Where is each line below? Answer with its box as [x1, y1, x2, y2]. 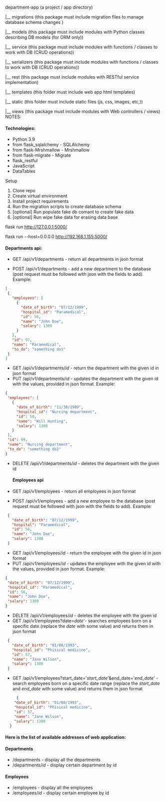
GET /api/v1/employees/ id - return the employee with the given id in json [12, 550, 161, 556]
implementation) [5, 80, 39, 85]
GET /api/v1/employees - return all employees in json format [12, 488, 136, 494]
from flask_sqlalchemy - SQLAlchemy [12, 142, 90, 148]
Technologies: [5, 125, 36, 131]
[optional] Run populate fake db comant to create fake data [12, 209, 134, 215]
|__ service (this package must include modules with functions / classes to [5, 44, 158, 50]
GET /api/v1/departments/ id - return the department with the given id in [12, 365, 159, 371]
